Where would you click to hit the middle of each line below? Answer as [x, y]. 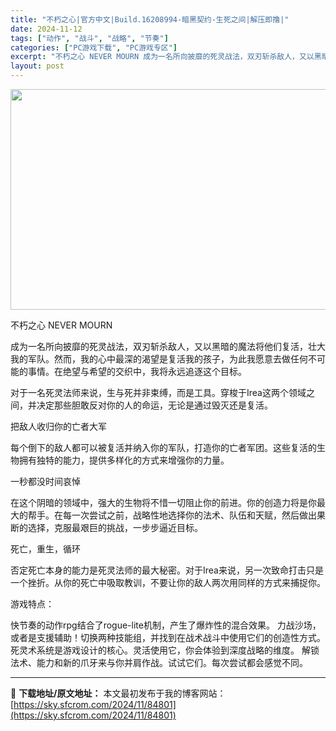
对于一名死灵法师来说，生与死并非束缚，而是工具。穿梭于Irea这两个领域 [158, 392]
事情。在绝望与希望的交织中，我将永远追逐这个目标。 [137, 371]
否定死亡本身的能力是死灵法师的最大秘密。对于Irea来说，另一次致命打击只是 [167, 570]
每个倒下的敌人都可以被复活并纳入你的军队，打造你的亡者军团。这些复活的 [163, 447]
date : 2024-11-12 [46, 29]
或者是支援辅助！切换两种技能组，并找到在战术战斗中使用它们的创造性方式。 [168, 637]
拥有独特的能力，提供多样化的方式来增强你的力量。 [124, 460]
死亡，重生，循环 [45, 549]
